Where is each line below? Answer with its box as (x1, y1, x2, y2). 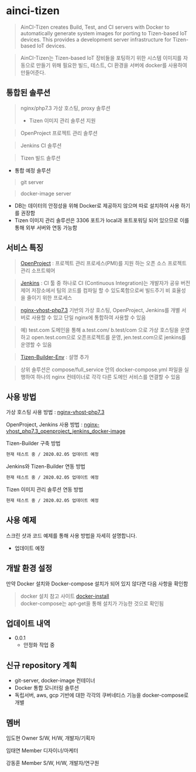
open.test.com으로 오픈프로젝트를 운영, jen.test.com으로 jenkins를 (31, 333, 186, 341)
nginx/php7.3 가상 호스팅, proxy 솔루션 (20, 104, 111, 111)
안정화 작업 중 (23, 641, 55, 649)
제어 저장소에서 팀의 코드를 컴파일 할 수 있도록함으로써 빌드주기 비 (20, 286, 171, 294)
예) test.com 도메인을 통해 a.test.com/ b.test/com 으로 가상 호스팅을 (20, 326, 179, 333)
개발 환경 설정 (6, 563, 53, 573)
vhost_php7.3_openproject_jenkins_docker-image (6, 428, 126, 435)
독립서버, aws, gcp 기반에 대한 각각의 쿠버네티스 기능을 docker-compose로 (14, 692, 189, 699)
